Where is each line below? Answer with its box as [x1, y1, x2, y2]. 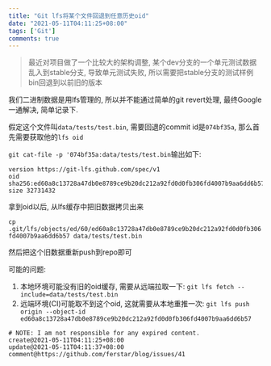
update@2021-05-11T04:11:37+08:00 [8, 343, 125, 351]
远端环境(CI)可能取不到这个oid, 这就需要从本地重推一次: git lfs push [19, 299, 250, 309]
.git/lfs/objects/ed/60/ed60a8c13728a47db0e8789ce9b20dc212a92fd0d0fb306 [8, 225, 262, 233]
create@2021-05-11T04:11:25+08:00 [8, 336, 125, 344]
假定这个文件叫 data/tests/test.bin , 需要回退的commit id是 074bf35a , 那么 [8, 122, 253, 132]
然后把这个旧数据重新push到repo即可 [8, 247, 132, 257]
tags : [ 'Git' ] [8, 27, 56, 35]
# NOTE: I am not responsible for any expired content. [8, 329, 200, 338]
